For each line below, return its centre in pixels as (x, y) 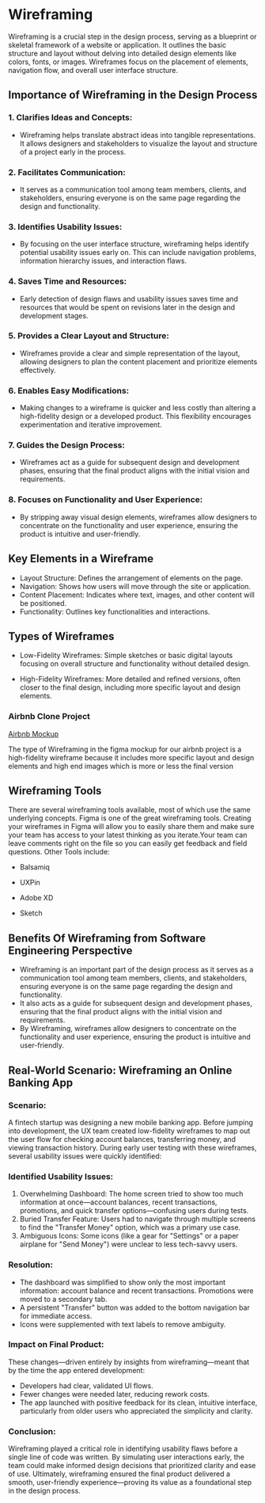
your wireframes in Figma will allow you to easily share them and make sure (131, 827)
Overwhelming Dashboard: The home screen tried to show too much (131, 1194)
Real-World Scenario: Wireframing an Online (120, 1070)
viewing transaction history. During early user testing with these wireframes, (132, 1147)
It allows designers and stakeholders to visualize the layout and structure (138, 143)
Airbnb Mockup (34, 733)
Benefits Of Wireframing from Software (107, 938)
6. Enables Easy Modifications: (69, 390)
